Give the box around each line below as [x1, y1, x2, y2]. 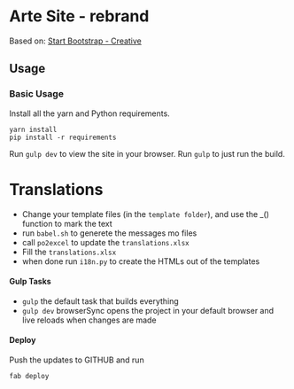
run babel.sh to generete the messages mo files [21, 228, 197, 238]
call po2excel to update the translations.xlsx [21, 237, 190, 247]
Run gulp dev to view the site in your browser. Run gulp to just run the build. [9, 148, 285, 159]
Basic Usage [9, 88, 65, 100]
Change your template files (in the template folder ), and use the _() [21, 208, 270, 219]
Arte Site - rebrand [9, 6, 150, 27]
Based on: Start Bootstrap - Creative [9, 35, 142, 46]
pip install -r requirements [9, 133, 117, 142]
